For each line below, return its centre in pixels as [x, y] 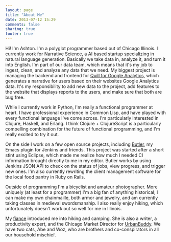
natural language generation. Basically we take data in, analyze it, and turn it [86, 59]
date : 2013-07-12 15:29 [31, 19]
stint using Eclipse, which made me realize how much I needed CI [74, 155]
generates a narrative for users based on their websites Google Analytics [82, 81]
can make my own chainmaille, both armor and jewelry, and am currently [82, 198]
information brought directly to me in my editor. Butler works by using [78, 161]
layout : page [19, 10]
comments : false [22, 24]
